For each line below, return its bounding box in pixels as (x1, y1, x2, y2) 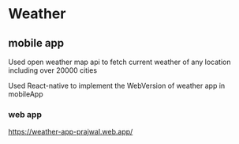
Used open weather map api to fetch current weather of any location (8, 57, 231, 66)
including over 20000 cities (8, 66, 97, 75)
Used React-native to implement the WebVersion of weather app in (8, 81, 226, 90)
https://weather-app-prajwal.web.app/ (8, 127, 133, 137)
